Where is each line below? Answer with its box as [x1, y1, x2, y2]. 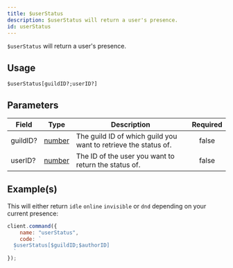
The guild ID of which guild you [76, 132, 178, 141]
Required [191, 120, 223, 129]
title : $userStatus [7, 10, 64, 17]
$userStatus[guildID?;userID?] [7, 80, 98, 87]
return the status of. [76, 160, 141, 170]
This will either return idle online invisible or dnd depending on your [7, 202, 207, 210]
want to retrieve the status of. [76, 140, 172, 150]
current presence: [7, 209, 59, 217]
